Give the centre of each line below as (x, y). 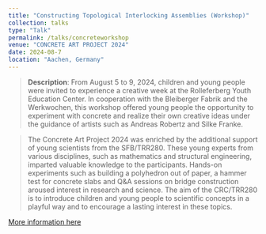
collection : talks (38, 23)
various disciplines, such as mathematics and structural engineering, (139, 156)
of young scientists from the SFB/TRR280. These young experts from (141, 148)
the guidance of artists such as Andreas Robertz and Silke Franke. (135, 124)
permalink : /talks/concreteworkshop (68, 38)
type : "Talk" (30, 30)
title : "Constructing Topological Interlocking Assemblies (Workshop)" (129, 15)
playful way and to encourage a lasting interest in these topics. (130, 206)
